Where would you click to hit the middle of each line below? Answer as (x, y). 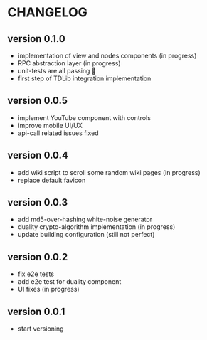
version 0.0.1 (36, 311)
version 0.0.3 (38, 202)
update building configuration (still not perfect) (86, 235)
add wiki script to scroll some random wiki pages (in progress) (109, 172)
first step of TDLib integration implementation (84, 78)
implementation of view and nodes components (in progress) (107, 55)
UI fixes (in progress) (48, 289)
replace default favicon (52, 180)
